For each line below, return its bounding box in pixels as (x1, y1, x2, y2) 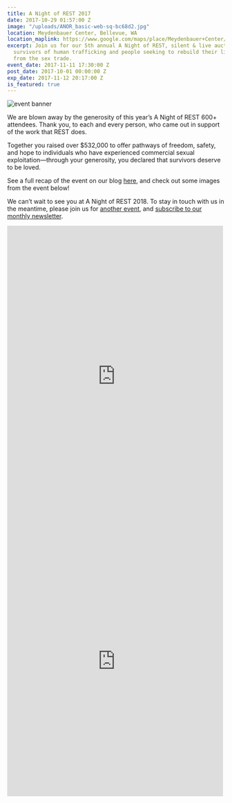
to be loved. (7, 163, 41, 171)
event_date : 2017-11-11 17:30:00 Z (7, 62, 110, 68)
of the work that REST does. (7, 128, 88, 136)
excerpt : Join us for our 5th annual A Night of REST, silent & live (7, 42, 212, 49)
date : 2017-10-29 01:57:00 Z (7, 17, 91, 23)
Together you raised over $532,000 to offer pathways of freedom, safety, (7, 141, 216, 149)
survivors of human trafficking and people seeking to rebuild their (13, 49, 217, 56)
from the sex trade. (13, 55, 72, 62)
